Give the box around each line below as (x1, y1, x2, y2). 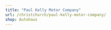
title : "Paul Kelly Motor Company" (5, 7, 81, 13)
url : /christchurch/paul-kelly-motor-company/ (5, 12, 106, 17)
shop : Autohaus (5, 17, 38, 22)
